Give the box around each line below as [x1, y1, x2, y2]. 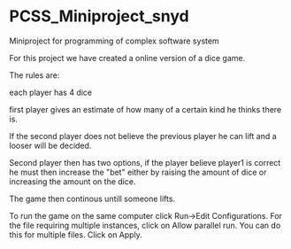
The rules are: [9, 69, 60, 81]
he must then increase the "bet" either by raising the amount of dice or [9, 167, 267, 177]
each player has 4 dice [9, 87, 93, 97]
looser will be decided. [9, 140, 92, 151]
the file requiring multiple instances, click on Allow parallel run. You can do [9, 220, 281, 230]
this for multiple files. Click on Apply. [9, 229, 143, 240]
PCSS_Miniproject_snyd [9, 6, 189, 27]
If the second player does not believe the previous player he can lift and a [9, 130, 277, 141]
